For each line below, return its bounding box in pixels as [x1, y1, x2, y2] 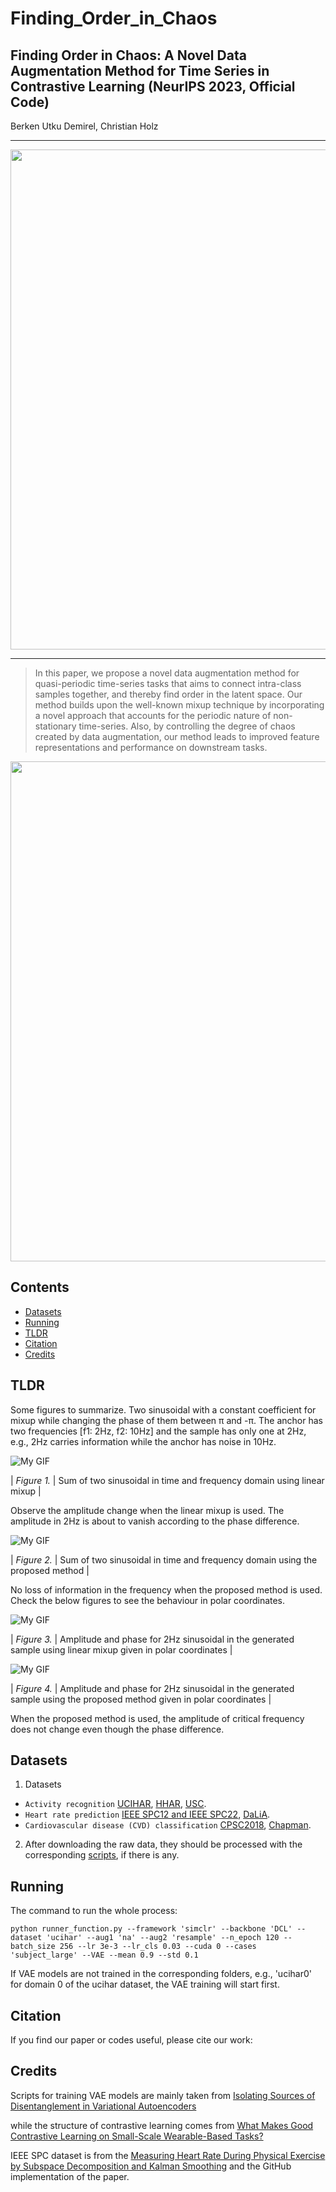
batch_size [10, 1942, 56, 1952]
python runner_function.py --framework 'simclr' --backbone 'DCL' [10, 1924, 293, 1934]
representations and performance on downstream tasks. [34, 742, 268, 753]
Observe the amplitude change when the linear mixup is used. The [10, 1504, 285, 1516]
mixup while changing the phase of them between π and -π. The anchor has [10, 1414, 323, 1426]
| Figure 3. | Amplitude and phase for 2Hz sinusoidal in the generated [10, 1633, 295, 1645]
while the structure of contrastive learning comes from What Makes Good [10, 2119, 314, 2131]
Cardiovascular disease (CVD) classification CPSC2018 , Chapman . [24, 1819, 312, 1831]
